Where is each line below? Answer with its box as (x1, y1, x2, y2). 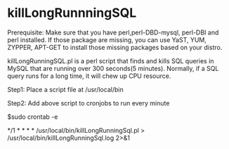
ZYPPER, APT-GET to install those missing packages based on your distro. (7, 43, 223, 51)
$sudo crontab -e (7, 112, 58, 121)
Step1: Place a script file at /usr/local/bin (7, 85, 124, 93)
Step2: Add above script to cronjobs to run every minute (7, 98, 170, 107)
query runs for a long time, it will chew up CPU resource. (7, 72, 171, 80)
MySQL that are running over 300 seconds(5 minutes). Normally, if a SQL (7, 64, 219, 72)
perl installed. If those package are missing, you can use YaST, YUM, (7, 35, 207, 44)
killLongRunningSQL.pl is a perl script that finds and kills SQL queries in (7, 56, 214, 65)
